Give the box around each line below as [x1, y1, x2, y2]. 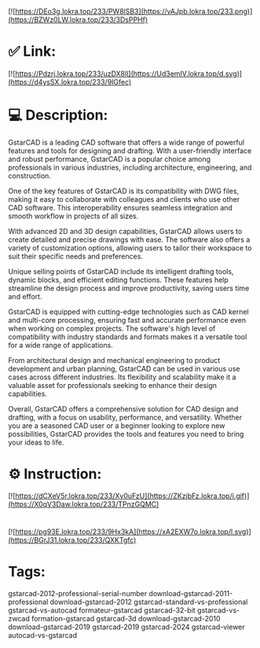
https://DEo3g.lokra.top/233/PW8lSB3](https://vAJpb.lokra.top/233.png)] [15, 7, 253, 16]
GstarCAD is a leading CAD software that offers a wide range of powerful [8, 137, 245, 147]
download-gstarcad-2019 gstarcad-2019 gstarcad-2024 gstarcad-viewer [8, 622, 245, 632]
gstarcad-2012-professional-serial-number [8, 588, 148, 598]
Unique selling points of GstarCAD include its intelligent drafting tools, [8, 266, 234, 276]
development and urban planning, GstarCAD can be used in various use [8, 364, 240, 373]
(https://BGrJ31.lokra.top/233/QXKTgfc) [8, 536, 137, 544]
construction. [8, 170, 51, 180]
